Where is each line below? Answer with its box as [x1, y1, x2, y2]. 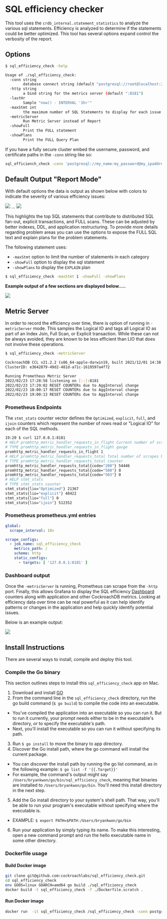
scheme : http [14, 551, 41, 556]
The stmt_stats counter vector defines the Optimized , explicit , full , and [5, 415, 156, 421]
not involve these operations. [5, 341, 65, 347]
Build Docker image [5, 862, 46, 868]
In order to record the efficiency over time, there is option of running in [5, 320, 150, 326]
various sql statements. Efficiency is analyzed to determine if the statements [5, 25, 162, 31]
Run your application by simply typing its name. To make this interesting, [12, 827, 161, 833]
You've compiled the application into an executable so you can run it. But [12, 710, 162, 716]
